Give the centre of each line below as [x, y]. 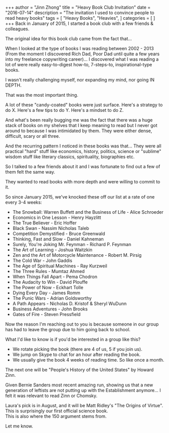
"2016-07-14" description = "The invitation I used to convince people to [80, 13]
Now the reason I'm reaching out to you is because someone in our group [82, 324]
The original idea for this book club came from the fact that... [69, 38]
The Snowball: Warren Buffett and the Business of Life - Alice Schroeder [88, 212]
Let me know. [19, 426]
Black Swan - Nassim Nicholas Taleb [51, 228]
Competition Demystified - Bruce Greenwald [59, 233]
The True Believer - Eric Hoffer [45, 223]
